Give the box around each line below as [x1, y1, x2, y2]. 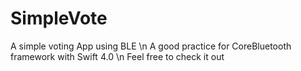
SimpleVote [10, 7, 108, 30]
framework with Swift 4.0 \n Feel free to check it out [10, 50, 225, 62]
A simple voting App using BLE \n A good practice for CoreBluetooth [10, 40, 292, 52]
